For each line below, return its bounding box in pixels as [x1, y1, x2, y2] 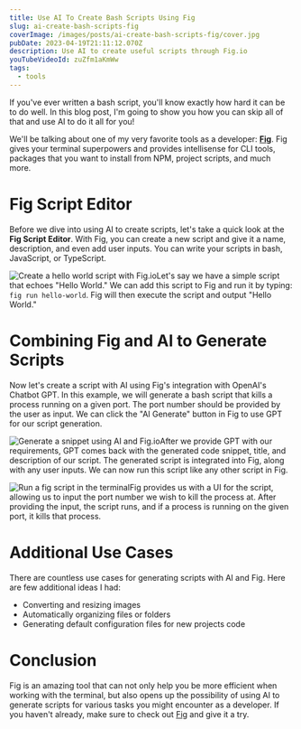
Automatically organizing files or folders [22, 609, 171, 620]
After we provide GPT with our [160, 435, 273, 446]
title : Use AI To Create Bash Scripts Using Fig [9, 13, 196, 23]
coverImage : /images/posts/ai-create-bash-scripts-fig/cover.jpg [9, 30, 260, 39]
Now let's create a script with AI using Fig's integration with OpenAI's [9, 379, 268, 390]
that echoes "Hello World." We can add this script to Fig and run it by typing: [9, 279, 293, 290]
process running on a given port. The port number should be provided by [9, 398, 281, 409]
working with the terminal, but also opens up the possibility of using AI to [9, 689, 280, 700]
